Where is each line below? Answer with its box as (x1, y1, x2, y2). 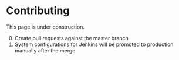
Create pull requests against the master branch (14, 34, 129, 41)
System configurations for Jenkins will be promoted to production (14, 41, 174, 48)
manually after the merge (14, 47, 76, 54)
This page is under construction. (6, 23, 85, 30)
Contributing (6, 4, 70, 17)
